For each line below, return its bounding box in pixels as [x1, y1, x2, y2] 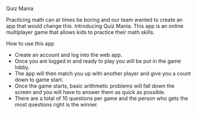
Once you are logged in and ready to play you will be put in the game [14, 58, 182, 64]
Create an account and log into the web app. [14, 51, 123, 58]
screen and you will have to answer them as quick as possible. [14, 89, 166, 95]
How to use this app [6, 40, 55, 47]
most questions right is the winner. [14, 101, 98, 108]
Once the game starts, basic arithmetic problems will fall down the [14, 82, 175, 89]
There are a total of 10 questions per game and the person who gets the [14, 95, 189, 102]
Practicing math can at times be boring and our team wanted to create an [6, 16, 183, 23]
